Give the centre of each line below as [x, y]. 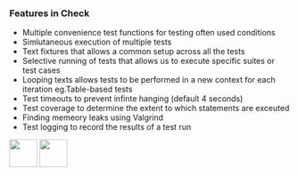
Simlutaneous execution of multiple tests [97, 42]
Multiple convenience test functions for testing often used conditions [149, 33]
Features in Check [50, 13]
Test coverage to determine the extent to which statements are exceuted [156, 108]
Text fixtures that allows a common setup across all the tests [133, 52]
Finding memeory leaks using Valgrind [92, 117]
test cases [41, 70]
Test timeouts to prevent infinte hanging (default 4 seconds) [132, 99]
